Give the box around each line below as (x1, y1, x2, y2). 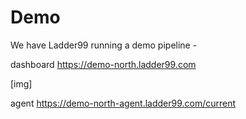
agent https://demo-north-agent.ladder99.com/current (10, 97, 237, 109)
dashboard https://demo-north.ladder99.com (10, 58, 197, 70)
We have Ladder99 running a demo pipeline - (10, 39, 198, 51)
